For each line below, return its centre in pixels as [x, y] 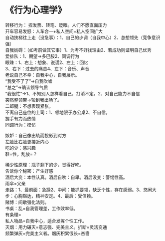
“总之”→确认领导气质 [27, 87]
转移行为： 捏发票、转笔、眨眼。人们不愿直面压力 [56, 25]
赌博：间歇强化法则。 [27, 202]
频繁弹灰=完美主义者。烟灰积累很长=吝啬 [47, 233]
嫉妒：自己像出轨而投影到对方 [36, 135]
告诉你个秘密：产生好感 [29, 171]
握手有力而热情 [20, 118]
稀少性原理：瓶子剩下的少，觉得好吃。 [44, 165]
